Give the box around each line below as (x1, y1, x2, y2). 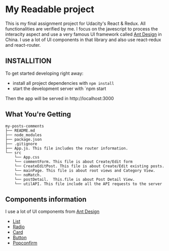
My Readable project (5, 4, 95, 15)
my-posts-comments (5, 123, 44, 129)
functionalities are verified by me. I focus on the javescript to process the (5, 25, 158, 32)
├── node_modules (5, 132, 42, 138)
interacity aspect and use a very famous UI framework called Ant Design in (5, 31, 162, 37)
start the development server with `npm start (12, 85, 107, 91)
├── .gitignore (5, 141, 38, 146)
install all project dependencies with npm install (12, 80, 114, 86)
